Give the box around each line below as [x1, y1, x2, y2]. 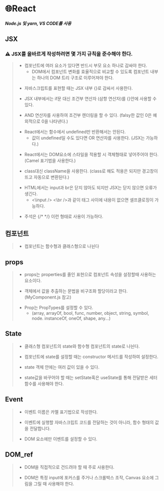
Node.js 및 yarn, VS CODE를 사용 [5, 20, 71, 26]
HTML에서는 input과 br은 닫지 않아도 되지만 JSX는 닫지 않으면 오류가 [24, 185, 157, 191]
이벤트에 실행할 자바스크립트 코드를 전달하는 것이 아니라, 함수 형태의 [24, 419, 154, 425]
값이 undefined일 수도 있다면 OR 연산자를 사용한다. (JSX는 [31, 135, 145, 141]
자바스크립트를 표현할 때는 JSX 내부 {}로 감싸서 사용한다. [24, 85, 133, 91]
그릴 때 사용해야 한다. [33, 481, 74, 487]
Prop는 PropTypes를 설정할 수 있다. [24, 305, 94, 311]
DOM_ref [5, 450, 33, 459]
